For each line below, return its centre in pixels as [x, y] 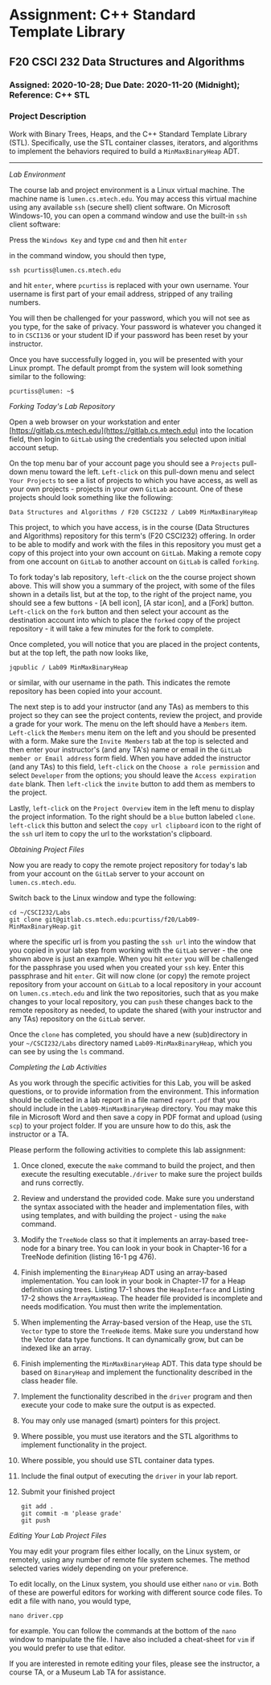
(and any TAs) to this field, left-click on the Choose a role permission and [135, 766]
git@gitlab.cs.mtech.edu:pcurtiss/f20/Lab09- [122, 920]
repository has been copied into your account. [86, 690]
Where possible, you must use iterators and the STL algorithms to [129, 1436]
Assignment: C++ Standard [103, 15]
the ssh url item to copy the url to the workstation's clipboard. [111, 833]
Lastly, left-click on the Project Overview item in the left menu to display [132, 807]
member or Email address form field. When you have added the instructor [130, 758]
